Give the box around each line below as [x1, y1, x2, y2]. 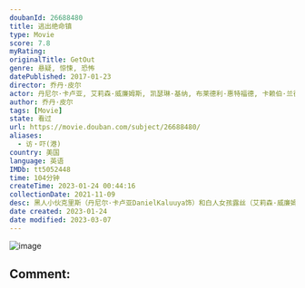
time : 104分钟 [9, 173, 61, 182]
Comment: [9, 266, 71, 282]
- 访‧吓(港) [17, 139, 62, 149]
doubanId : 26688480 [9, 13, 84, 23]
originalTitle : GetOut [9, 55, 95, 64]
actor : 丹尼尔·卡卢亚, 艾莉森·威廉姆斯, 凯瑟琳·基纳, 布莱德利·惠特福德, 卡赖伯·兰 [9, 89, 293, 98]
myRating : [9, 47, 47, 56]
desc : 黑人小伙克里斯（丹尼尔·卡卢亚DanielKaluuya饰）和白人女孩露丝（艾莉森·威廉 [9, 198, 291, 208]
